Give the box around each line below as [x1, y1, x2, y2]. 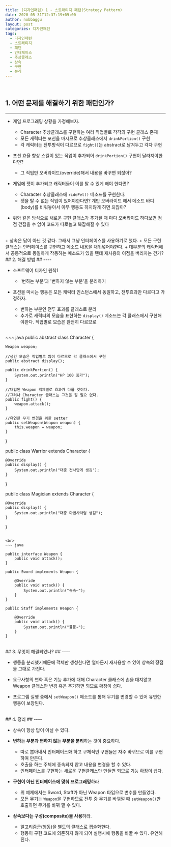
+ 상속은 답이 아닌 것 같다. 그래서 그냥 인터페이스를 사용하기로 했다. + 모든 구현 [5, 237, 161, 243]
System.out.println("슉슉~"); [23, 588, 85, 593]
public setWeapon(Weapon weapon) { [5, 420, 81, 425]
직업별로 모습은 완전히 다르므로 [35, 318, 97, 325]
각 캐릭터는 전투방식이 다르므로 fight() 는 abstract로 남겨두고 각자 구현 [20, 141, 162, 148]
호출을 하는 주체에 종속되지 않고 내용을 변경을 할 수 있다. [20, 761, 132, 767]
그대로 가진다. [18, 665, 46, 671]
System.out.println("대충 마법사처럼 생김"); [14, 510, 103, 515]
